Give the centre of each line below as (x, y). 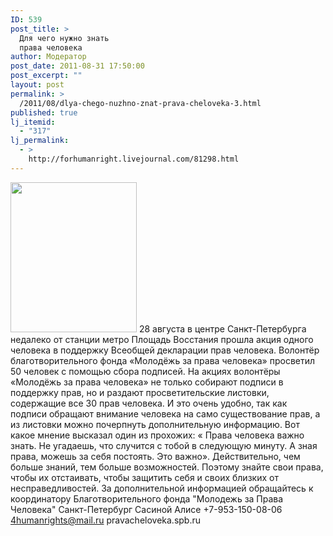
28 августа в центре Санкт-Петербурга (222, 328)
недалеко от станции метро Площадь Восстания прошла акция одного (162, 339)
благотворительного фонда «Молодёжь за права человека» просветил (163, 360)
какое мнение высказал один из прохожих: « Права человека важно (157, 435)
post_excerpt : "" (46, 76)
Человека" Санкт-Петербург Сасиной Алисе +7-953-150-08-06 (146, 509)
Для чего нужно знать (64, 38)
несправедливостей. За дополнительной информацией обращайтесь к (162, 488)
